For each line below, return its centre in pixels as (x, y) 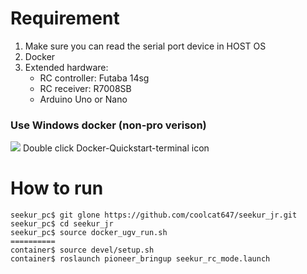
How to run (57, 188)
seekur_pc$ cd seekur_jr (62, 224)
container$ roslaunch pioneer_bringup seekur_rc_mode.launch (140, 259)
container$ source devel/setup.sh (82, 250)
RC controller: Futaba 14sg (94, 78)
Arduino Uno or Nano (83, 99)
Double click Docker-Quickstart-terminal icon (116, 148)
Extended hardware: (66, 67)
